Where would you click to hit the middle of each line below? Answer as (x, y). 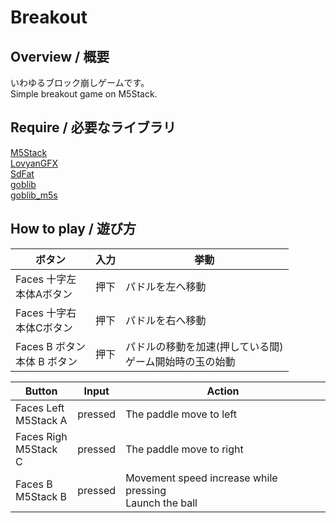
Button (41, 391)
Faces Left (40, 408)
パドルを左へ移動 (166, 286)
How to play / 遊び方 (73, 229)
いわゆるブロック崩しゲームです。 (80, 82)
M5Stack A (41, 420)
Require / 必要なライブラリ (93, 127)
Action (223, 391)
